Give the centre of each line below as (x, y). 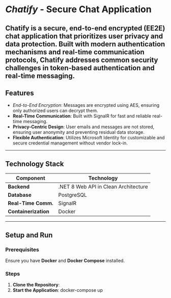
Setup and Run (29, 235)
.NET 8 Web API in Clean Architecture (103, 187)
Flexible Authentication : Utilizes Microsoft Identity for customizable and (89, 138)
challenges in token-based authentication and (80, 68)
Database (20, 195)
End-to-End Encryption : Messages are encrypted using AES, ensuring (86, 105)
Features (20, 93)
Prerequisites (22, 249)
